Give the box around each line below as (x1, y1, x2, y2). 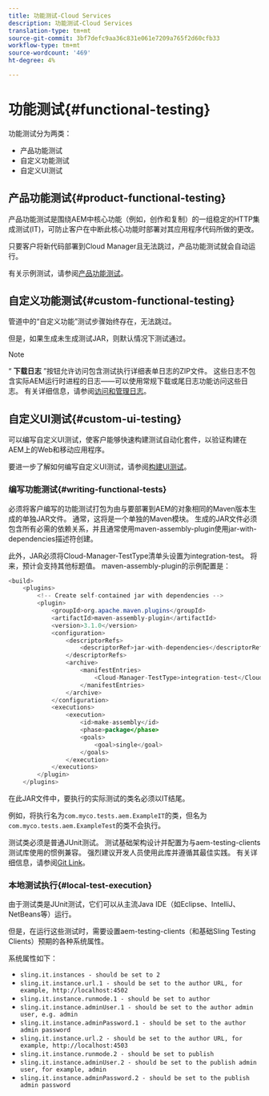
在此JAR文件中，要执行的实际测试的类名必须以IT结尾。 (8, 794, 190, 803)
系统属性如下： (8, 953, 58, 963)
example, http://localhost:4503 (19, 1041, 128, 1050)
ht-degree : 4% (8, 57, 56, 65)
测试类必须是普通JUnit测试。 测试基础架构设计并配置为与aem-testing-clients (8, 838, 261, 847)
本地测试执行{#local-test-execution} (8, 880, 152, 891)
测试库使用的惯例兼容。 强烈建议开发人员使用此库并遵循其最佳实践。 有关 (8, 847, 251, 858)
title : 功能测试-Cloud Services (8, 11, 112, 20)
